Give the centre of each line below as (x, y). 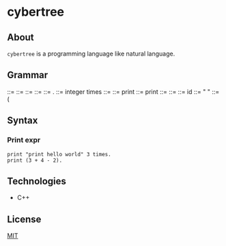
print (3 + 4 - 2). (35, 160)
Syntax (23, 121)
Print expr (24, 140)
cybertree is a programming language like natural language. (91, 53)
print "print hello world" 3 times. (59, 154)
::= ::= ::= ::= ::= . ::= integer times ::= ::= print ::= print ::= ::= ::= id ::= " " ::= (113, 91)
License (24, 219)
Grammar (28, 75)
